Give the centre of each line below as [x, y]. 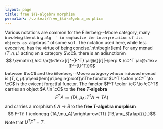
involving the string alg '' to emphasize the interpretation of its [74, 37]
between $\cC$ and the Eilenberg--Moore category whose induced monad [80, 74]
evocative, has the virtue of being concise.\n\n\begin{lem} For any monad [79, 48]
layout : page [18, 9]
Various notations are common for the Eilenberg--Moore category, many [78, 33]
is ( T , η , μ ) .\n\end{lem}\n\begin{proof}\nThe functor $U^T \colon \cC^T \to [79, 79]
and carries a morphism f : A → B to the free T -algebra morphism [71, 106]
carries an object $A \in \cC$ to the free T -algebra [56, 89]
